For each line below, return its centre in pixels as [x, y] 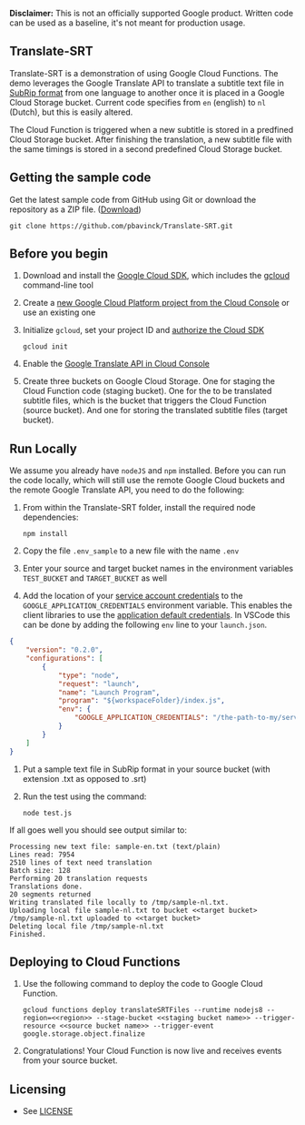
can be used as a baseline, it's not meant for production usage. [128, 23]
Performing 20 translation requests [79, 878]
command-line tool [58, 285]
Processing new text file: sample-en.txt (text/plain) [115, 846]
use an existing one [59, 312]
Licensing [38, 1089]
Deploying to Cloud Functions [95, 962]
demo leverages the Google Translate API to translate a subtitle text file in [147, 83]
